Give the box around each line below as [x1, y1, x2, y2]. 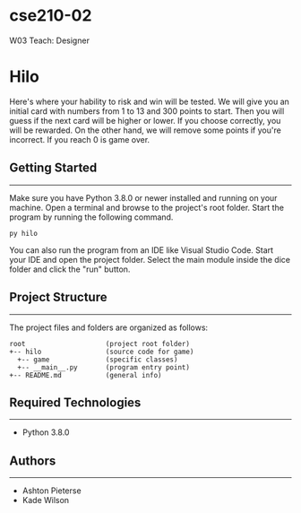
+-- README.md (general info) [9, 370, 163, 379]
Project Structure [9, 290, 107, 305]
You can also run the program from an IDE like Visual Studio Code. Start [9, 244, 274, 256]
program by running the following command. [9, 212, 174, 222]
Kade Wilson [21, 495, 70, 506]
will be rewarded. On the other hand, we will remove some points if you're [9, 125, 282, 135]
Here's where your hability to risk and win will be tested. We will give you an [9, 96, 289, 107]
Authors [9, 453, 56, 468]
